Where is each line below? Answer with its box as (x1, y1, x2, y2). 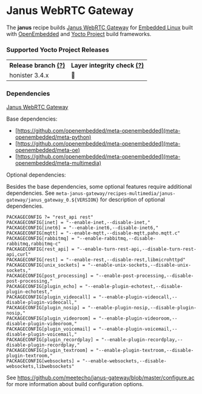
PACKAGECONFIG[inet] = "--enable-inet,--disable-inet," (6, 219, 150, 225)
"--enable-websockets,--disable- (82, 357, 167, 364)
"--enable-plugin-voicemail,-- (98, 326, 178, 332)
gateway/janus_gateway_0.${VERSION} (6, 197, 99, 203)
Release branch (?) (9, 62, 66, 70)
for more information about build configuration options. (6, 380, 144, 387)
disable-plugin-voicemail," (6, 331, 78, 337)
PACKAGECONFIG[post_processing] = (6, 272, 94, 279)
